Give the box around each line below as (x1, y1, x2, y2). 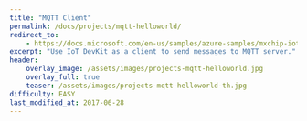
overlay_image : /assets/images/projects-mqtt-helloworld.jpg (26, 65, 263, 74)
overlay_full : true (26, 73, 101, 82)
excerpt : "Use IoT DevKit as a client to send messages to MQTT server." (9, 47, 297, 56)
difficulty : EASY (9, 89, 76, 98)
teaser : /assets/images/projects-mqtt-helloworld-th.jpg (26, 81, 248, 90)
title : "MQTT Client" (9, 13, 92, 23)
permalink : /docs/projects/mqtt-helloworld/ (9, 22, 182, 31)
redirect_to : (9, 30, 59, 39)
